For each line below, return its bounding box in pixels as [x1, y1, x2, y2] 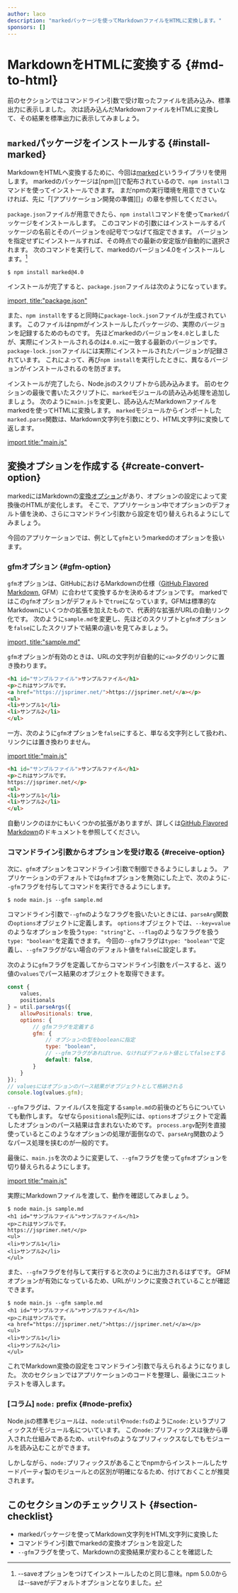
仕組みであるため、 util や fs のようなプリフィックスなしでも [31, 1434, 206, 1442]
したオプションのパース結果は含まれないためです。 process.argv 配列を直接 [7, 1121, 227, 1129]
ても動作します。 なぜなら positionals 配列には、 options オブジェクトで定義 [7, 1112, 227, 1121]
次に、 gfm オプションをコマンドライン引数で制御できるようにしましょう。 [7, 864, 221, 874]
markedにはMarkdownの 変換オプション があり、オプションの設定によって [7, 491, 221, 500]
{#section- [148, 1499, 198, 1511]
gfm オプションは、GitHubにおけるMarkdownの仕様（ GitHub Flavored [7, 579, 209, 587]
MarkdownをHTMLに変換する [7, 56, 183, 72]
